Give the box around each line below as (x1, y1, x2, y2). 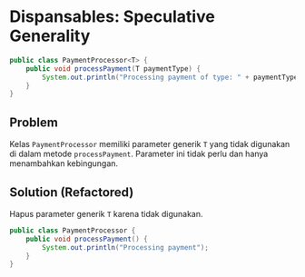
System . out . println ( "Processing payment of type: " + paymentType (42, 73, 299, 82)
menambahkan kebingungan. (9, 158, 119, 169)
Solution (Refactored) (9, 184, 134, 200)
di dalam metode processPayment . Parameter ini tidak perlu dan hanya (9, 148, 269, 160)
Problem (9, 114, 59, 130)
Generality (9, 25, 91, 46)
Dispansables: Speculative (9, 6, 215, 27)
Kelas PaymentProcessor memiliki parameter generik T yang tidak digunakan (9, 139, 290, 150)
